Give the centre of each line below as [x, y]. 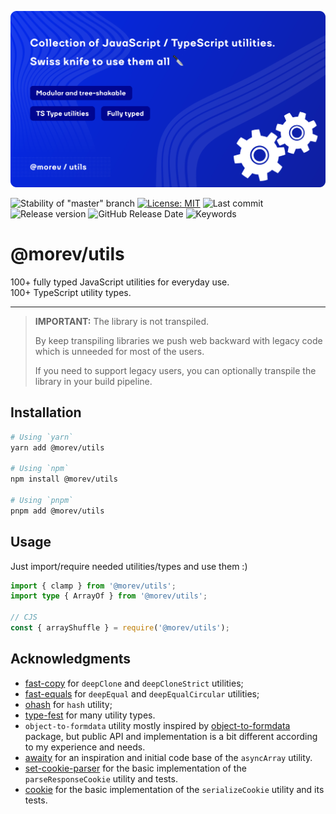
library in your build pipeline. [93, 381]
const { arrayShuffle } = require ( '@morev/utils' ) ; [120, 628]
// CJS [24, 617]
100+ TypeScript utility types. [71, 292]
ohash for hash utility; [68, 704]
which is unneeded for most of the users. [119, 351]
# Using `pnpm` [42, 501]
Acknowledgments [71, 659]
